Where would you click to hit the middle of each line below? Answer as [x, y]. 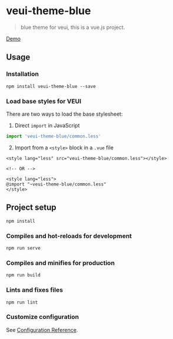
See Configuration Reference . [42, 330]
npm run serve [24, 248]
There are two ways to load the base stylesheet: [64, 114]
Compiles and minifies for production [60, 263]
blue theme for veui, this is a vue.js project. [73, 27]
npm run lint [22, 302]
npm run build [24, 275]
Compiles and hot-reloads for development [69, 236]
